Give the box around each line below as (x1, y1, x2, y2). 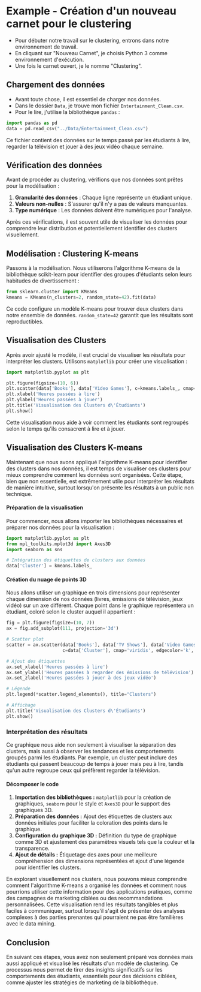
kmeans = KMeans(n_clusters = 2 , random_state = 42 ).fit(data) (6, 294, 157, 300)
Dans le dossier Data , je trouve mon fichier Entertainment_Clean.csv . (14, 102, 184, 109)
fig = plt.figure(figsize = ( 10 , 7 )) (6, 620, 95, 626)
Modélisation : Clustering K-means (6, 248, 139, 258)
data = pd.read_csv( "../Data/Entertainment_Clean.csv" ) (6, 125, 148, 131)
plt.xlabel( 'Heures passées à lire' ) (6, 391, 100, 397)
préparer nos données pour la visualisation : (6, 524, 115, 531)
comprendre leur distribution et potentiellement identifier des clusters (6, 225, 178, 232)
